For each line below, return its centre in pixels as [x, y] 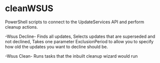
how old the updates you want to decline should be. [57, 47]
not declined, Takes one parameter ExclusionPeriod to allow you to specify [79, 41]
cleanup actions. [22, 27]
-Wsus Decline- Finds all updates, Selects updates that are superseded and [80, 36]
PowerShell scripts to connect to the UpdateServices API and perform [74, 22]
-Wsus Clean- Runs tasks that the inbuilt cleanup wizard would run [71, 56]
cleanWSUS [29, 8]
